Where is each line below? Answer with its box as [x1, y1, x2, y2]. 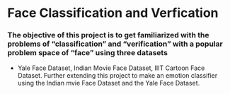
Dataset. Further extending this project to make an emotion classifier [17, 71, 218, 80]
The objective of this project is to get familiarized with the [7, 30, 209, 40]
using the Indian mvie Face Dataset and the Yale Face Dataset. [17, 79, 200, 88]
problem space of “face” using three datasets [7, 48, 168, 58]
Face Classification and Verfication [7, 5, 219, 21]
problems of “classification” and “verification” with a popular [7, 39, 223, 49]
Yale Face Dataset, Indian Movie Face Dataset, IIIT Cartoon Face [17, 64, 205, 72]
